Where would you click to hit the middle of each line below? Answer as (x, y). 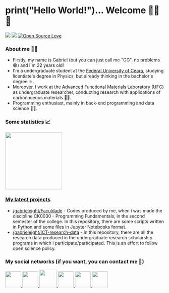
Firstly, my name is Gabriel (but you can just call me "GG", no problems (86, 60)
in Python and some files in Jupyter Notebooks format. (69, 227)
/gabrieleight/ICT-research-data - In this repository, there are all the (83, 232)
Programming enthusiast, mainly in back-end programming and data (83, 103)
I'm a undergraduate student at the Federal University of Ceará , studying (88, 71)
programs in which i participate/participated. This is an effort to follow (85, 243)
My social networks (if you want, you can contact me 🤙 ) (75, 262)
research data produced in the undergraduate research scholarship (82, 237)
